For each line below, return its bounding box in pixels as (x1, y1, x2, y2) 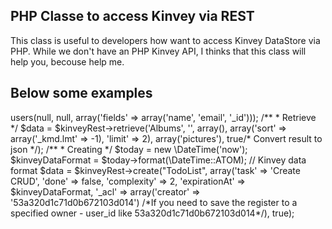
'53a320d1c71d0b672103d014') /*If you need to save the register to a (10, 196, 298, 208)
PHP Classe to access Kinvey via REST (10, 8, 255, 25)
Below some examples (10, 85, 153, 102)
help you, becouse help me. (10, 55, 125, 68)
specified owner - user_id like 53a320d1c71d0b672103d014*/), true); (10, 207, 295, 219)
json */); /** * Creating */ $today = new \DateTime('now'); (10, 143, 248, 155)
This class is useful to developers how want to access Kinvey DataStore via (10, 34, 321, 46)
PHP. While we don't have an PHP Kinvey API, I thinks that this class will (10, 45, 307, 57)
